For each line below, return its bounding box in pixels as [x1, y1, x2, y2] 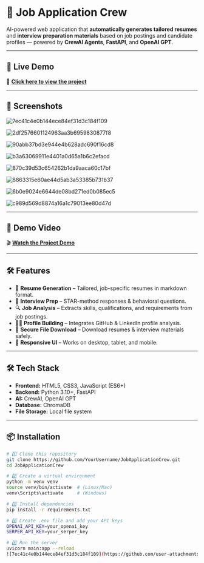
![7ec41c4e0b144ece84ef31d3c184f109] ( [6, 551, 104, 558]
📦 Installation [6, 432, 61, 442]
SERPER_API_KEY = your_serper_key [6, 529, 88, 535]
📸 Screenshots [6, 101, 63, 112]
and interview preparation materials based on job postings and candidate [6, 32, 193, 39]
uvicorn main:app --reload [6, 545, 75, 551]
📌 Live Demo [6, 62, 55, 72]
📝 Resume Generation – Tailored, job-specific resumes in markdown [15, 285, 187, 292]
